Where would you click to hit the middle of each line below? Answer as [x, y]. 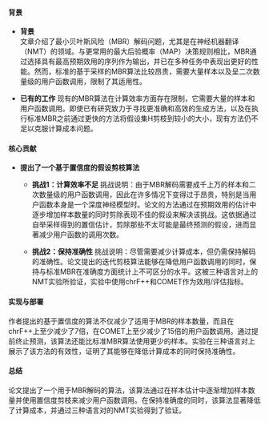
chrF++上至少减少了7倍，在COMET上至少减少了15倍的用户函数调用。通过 [130, 331]
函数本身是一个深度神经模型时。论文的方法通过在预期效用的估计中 [148, 205]
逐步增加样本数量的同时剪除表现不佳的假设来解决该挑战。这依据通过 [144, 215]
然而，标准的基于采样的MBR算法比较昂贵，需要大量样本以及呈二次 [144, 71]
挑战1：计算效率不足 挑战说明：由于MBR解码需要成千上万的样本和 [141, 185]
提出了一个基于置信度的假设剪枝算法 [80, 167]
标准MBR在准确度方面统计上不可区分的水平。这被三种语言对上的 [152, 271]
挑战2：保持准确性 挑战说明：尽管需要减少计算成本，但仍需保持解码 [144, 251]
